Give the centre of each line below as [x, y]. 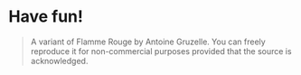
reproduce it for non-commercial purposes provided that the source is [161, 51]
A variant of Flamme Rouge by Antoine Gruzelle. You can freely [148, 42]
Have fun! [46, 17]
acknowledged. [59, 61]
